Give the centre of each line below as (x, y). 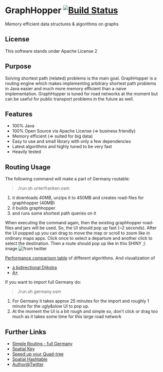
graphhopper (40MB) (33, 203)
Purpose (18, 67)
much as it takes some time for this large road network (67, 316)
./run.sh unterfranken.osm (43, 188)
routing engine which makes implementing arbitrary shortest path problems (81, 83)
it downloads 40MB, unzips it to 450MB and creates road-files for (78, 198)
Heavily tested (27, 152)
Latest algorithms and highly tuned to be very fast (62, 147)
